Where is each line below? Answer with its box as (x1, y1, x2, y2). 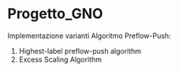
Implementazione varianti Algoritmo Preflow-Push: (7, 31, 171, 40)
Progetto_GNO (7, 5, 103, 23)
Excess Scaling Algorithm (18, 55, 102, 64)
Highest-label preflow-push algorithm (18, 46, 142, 55)
